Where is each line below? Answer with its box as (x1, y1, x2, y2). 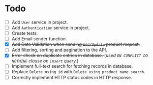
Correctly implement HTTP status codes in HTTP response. (11, 74, 132, 80)
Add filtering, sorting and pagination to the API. (11, 47, 107, 53)
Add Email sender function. (11, 36, 67, 42)
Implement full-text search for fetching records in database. (11, 63, 133, 69)
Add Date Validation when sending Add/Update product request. (11, 41, 140, 47)
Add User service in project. (11, 19, 68, 25)
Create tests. (11, 30, 38, 36)
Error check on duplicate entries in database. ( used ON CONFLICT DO (11, 53, 148, 58)
